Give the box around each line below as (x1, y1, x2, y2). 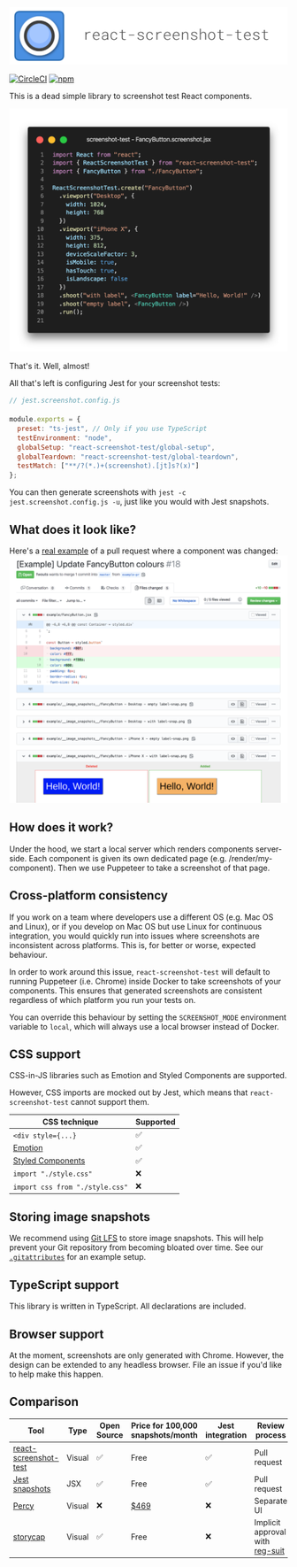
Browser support (9, 1326, 104, 1341)
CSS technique (42, 1116, 99, 1127)
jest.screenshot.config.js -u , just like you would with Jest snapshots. (9, 497, 270, 507)
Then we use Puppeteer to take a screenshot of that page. (57, 862, 270, 873)
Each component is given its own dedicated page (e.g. (28, 853, 227, 863)
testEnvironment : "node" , (17, 433, 113, 443)
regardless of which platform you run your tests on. (9, 994, 196, 1005)
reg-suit (254, 1546, 286, 1556)
